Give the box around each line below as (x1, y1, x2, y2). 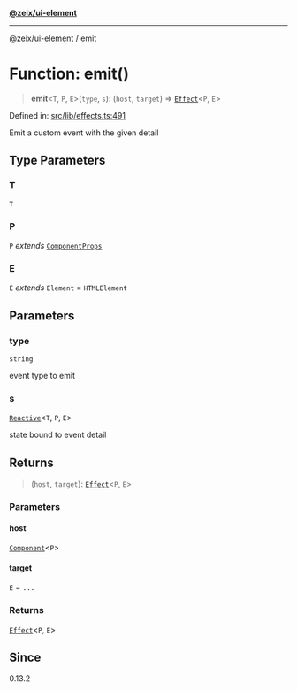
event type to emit (9, 370, 75, 380)
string (9, 354, 34, 364)
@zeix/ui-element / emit (9, 33, 97, 43)
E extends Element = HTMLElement (9, 282, 128, 293)
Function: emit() (9, 64, 130, 84)
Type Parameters (9, 153, 106, 168)
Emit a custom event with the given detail (9, 127, 159, 138)
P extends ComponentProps (9, 240, 103, 250)
